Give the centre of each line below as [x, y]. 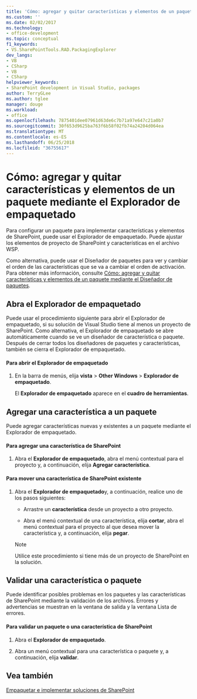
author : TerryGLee [28, 93]
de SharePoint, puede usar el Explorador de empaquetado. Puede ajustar [94, 237]
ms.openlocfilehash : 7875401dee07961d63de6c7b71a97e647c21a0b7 [85, 121]
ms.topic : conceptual [33, 39]
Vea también [30, 676]
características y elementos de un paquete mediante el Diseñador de [89, 279]
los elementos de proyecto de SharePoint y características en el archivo [93, 243]
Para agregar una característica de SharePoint [64, 445]
